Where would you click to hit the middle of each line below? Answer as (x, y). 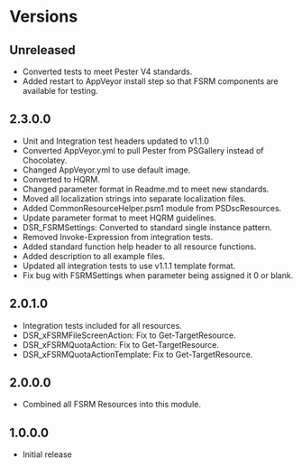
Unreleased (43, 50)
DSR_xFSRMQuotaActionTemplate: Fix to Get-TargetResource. (137, 354)
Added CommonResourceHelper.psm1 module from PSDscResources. (152, 208)
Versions (44, 17)
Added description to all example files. (93, 256)
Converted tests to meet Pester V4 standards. (107, 71)
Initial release (47, 454)
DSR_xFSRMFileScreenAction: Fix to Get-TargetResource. (129, 335)
